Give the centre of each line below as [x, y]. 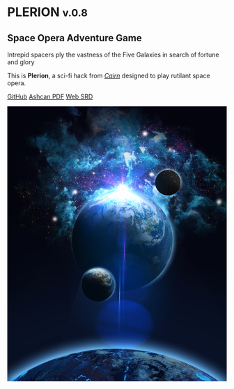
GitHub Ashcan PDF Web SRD [50, 96]
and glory [21, 62]
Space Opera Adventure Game [75, 38]
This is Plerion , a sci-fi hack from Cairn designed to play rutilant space [109, 75]
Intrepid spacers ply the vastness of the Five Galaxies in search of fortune [113, 54]
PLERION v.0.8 [48, 12]
